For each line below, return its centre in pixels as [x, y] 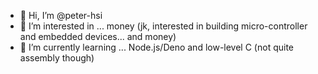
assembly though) [57, 58]
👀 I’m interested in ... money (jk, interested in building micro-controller [163, 26]
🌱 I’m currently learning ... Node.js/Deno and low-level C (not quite [156, 47]
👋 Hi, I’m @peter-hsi [61, 15]
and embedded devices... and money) [98, 36]
